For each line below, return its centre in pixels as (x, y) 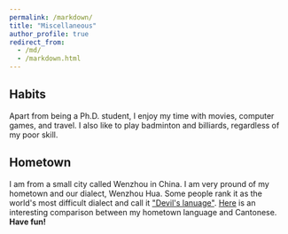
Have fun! (27, 222)
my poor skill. (34, 135)
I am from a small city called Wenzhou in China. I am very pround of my (140, 183)
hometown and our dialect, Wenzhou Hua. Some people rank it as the (136, 193)
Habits (28, 94)
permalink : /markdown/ (51, 17)
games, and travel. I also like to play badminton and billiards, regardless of (144, 125)
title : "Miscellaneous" (53, 26)
